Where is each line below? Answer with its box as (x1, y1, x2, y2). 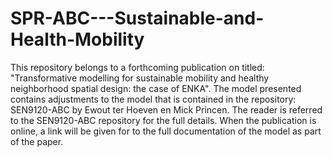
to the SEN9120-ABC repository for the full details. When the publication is (10, 114, 317, 126)
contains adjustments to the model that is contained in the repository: (10, 93, 297, 105)
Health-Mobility (10, 28, 145, 51)
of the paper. (10, 135, 64, 147)
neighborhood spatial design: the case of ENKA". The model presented (10, 82, 302, 94)
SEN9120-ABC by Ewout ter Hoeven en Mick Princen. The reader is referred (10, 103, 323, 116)
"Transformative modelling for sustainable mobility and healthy (10, 72, 270, 84)
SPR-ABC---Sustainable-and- (10, 7, 265, 30)
